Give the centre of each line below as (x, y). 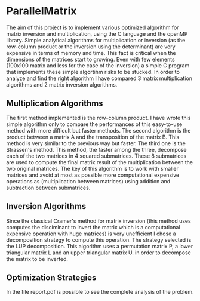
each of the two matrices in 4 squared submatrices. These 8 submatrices (96, 156)
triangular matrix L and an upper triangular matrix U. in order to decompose (99, 253)
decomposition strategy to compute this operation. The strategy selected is (99, 239)
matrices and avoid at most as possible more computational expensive (93, 175)
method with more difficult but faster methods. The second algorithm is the (99, 130)
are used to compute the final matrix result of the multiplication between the (100, 162)
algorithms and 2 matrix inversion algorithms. (62, 84)
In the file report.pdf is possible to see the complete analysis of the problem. (100, 292)
